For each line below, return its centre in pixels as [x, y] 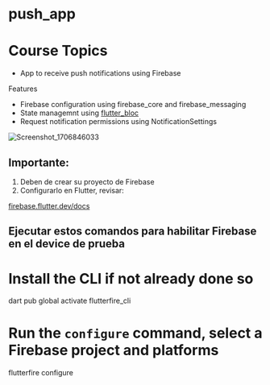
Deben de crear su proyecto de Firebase [87, 181]
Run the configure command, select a [135, 333]
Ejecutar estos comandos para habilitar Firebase [133, 232]
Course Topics [58, 51]
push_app [42, 14]
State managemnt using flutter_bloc [79, 113]
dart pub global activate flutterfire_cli [70, 301]
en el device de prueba [66, 244]
